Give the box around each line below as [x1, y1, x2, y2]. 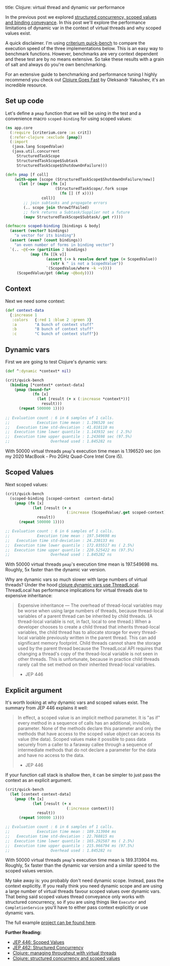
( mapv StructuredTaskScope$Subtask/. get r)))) [23, 215, 123, 220]
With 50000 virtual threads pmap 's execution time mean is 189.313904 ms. [5, 857, 158, 863]
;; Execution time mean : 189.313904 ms [5, 829, 116, 834]
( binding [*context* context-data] [10, 382, 85, 388]
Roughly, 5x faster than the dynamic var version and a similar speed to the [5, 862, 160, 868]
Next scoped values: [5, 481, 48, 487]
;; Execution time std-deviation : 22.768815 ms [5, 833, 114, 839]
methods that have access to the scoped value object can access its [17, 731, 161, 737]
